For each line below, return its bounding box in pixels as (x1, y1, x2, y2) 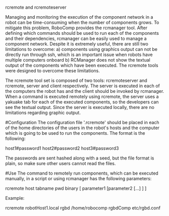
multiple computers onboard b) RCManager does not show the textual (5, 57, 150, 63)
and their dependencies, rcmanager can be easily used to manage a (5, 35, 147, 41)
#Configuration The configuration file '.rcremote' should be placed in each (5, 120, 160, 125)
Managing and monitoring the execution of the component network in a (5, 14, 153, 20)
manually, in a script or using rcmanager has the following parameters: (5, 176, 152, 181)
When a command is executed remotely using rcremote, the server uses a (5, 93, 159, 99)
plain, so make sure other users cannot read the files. (5, 160, 116, 166)
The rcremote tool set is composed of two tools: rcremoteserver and (5, 78, 147, 83)
